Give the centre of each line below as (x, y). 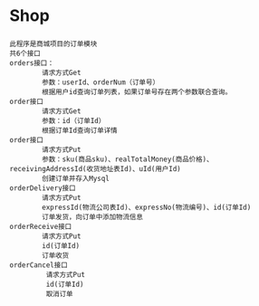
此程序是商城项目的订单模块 (53, 44)
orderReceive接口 (41, 227)
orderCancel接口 (38, 265)
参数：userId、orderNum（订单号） (101, 82)
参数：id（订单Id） (74, 121)
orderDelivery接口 (43, 188)
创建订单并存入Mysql (76, 179)
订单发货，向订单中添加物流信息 (92, 217)
